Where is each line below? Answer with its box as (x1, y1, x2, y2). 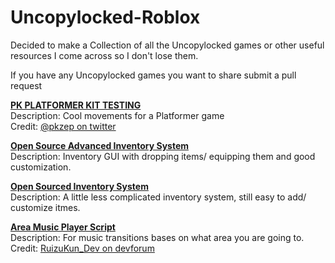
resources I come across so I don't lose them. (10, 49, 199, 61)
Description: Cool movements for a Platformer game (10, 109, 225, 121)
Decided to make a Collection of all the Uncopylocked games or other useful (10, 39, 325, 51)
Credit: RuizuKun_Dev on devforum (10, 242, 155, 254)
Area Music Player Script (10, 221, 116, 233)
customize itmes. (10, 201, 81, 213)
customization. (10, 161, 72, 173)
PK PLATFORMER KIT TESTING (10, 99, 142, 111)
